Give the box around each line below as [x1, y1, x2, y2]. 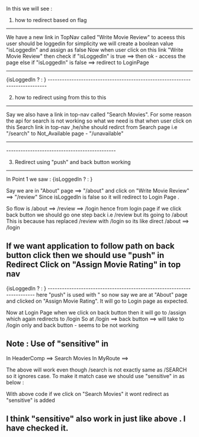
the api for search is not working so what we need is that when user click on [6, 117, 192, 124]
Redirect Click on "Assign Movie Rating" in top [6, 260, 181, 270]
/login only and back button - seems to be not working [6, 321, 139, 329]
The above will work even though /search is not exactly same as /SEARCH [6, 366, 187, 373]
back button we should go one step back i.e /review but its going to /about [6, 211, 188, 218]
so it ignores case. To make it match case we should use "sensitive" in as [6, 372, 185, 379]
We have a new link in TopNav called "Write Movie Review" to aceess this [6, 34, 185, 40]
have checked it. [6, 423, 69, 433]
